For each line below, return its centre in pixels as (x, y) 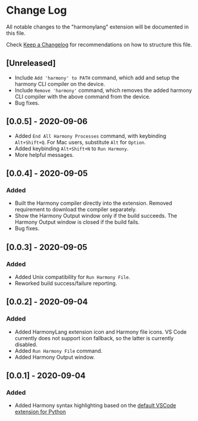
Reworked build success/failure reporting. (66, 283)
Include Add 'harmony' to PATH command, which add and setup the (97, 77)
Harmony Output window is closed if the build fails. (77, 222)
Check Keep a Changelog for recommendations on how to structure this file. (99, 45)
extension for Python (40, 412)
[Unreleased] (31, 63)
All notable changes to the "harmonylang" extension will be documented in (98, 27)
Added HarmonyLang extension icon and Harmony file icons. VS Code (100, 332)
